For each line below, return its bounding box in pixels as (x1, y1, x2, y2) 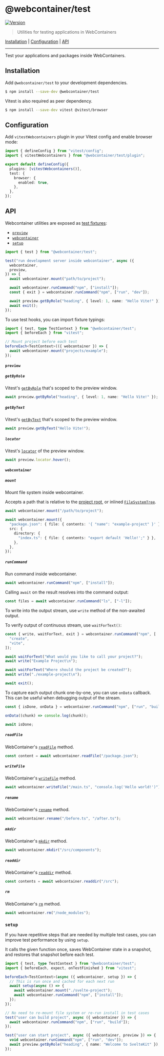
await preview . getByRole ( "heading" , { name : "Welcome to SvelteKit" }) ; (9, 1042, 161, 1047)
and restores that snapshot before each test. (5, 951, 95, 957)
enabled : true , (18, 180, 49, 185)
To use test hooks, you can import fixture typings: (5, 317, 105, 322)
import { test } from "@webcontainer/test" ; (5, 249, 97, 254)
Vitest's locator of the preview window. (5, 448, 85, 454)
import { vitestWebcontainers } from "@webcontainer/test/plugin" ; (5, 153, 145, 158)
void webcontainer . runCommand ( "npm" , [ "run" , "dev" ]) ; (9, 1037, 123, 1042)
